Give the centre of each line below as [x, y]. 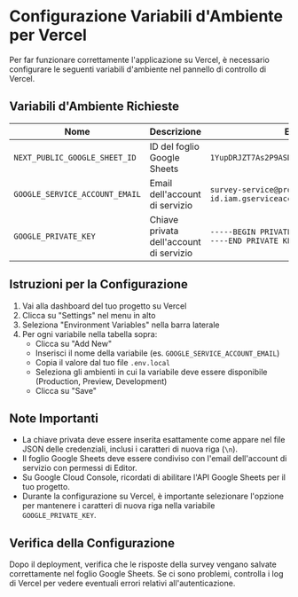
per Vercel [48, 35]
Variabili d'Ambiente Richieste [94, 107]
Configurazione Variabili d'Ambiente [146, 16]
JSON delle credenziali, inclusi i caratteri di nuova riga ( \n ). [129, 449]
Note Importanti [54, 418]
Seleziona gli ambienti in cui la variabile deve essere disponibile [151, 372]
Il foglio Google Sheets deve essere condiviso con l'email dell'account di [154, 459]
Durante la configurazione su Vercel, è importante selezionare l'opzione [153, 496]
